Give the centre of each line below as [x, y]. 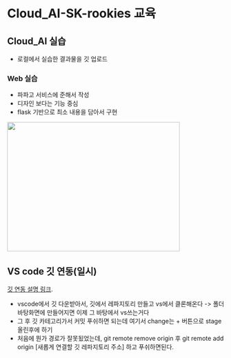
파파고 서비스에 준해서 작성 [53, 95]
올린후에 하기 [35, 330]
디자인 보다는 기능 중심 [48, 103]
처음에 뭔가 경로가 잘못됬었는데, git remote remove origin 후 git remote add [120, 339]
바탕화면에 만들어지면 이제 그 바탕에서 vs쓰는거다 [83, 312]
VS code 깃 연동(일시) [52, 271]
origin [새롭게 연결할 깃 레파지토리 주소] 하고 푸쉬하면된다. [96, 347]
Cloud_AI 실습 [37, 41]
